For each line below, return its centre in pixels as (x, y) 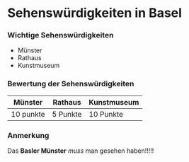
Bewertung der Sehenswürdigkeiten (71, 84)
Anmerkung (28, 135)
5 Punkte (67, 114)
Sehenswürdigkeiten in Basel (95, 13)
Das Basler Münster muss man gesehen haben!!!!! (81, 151)
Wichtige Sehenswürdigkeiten (61, 35)
